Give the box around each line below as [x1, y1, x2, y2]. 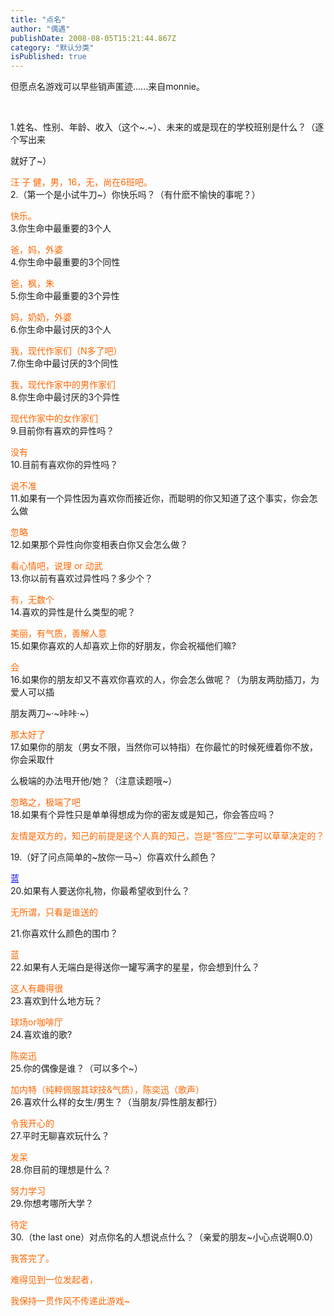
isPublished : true [10, 52, 87, 62]
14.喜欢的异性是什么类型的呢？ [10, 606, 137, 618]
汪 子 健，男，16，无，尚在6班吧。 [10, 176, 153, 188]
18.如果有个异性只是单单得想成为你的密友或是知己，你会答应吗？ [10, 809, 277, 821]
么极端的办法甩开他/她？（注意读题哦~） [10, 775, 178, 787]
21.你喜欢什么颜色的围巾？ [10, 927, 119, 940]
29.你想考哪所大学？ [10, 1197, 94, 1210]
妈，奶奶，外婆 [10, 311, 72, 323]
